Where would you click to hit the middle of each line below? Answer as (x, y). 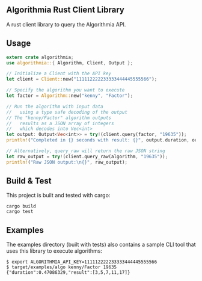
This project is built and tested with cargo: (58, 196)
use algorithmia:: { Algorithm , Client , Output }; (70, 63)
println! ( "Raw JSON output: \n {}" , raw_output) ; (67, 162)
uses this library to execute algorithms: (54, 251)
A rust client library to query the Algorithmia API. (66, 24)
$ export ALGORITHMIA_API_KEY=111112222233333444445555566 (82, 262)
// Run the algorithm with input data (55, 107)
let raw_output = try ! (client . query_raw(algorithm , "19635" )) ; (87, 156)
